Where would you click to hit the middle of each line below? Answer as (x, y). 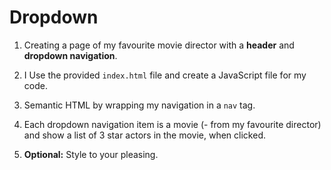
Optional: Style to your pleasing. (91, 154)
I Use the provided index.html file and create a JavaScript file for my (165, 75)
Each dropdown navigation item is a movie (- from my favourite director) (172, 124)
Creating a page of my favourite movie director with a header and (159, 45)
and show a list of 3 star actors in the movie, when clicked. (144, 135)
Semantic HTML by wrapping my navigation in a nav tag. (139, 105)
